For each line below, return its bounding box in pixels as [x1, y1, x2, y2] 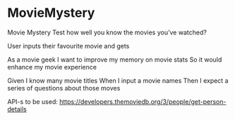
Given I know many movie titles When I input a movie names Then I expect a [7, 76, 229, 85]
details [7, 105, 27, 113]
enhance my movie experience [7, 62, 97, 71]
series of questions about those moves [7, 84, 121, 92]
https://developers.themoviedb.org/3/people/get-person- [59, 97, 227, 106]
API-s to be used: [7, 97, 59, 106]
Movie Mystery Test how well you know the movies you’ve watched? [7, 28, 207, 36]
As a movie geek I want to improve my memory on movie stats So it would [7, 55, 222, 64]
